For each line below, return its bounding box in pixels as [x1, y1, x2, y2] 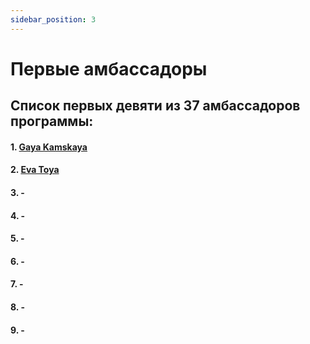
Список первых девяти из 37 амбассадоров [10, 97, 301, 115]
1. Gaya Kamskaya [10, 141, 88, 153]
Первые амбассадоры [10, 57, 208, 80]
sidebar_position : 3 [10, 14, 97, 25]
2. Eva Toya [10, 164, 60, 176]
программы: [10, 113, 94, 130]
